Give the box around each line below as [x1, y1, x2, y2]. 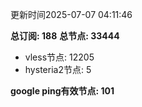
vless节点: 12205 [24, 51, 95, 63]
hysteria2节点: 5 [24, 64, 92, 75]
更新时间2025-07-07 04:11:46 [10, 9, 133, 20]
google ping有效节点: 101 [10, 85, 115, 97]
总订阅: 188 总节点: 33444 [10, 30, 120, 42]
